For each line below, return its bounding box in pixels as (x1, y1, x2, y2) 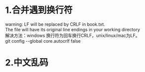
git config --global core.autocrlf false (5, 38, 81, 44)
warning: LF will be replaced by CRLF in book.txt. (5, 21, 105, 27)
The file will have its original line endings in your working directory (5, 26, 140, 32)
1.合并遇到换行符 (5, 4, 73, 16)
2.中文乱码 (5, 57, 48, 69)
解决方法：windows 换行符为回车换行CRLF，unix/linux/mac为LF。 (5, 32, 140, 38)
